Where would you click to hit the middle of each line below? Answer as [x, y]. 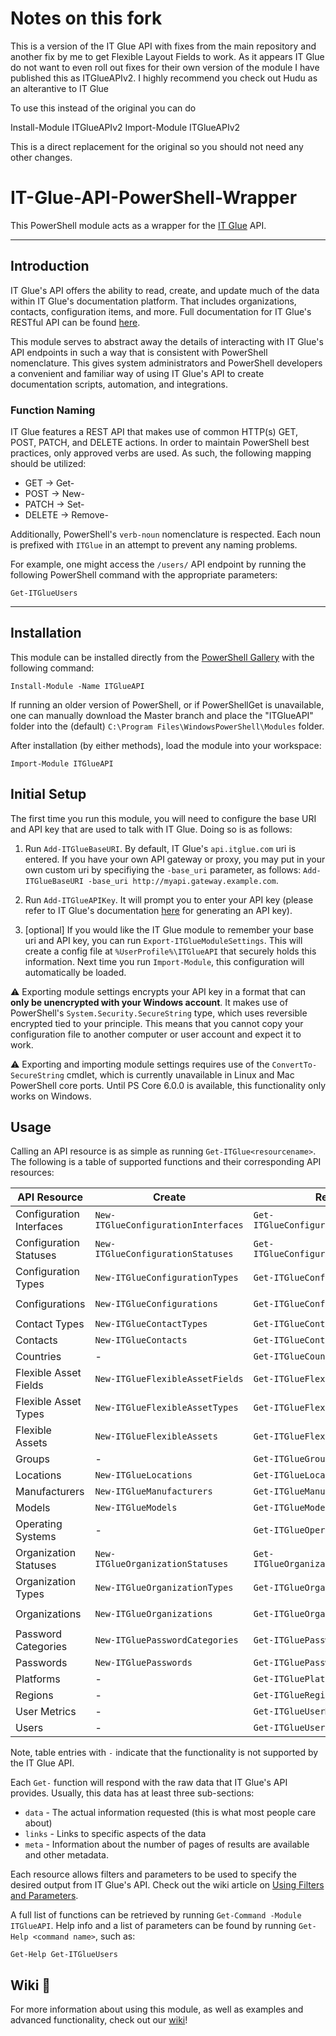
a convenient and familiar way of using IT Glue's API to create [137, 373]
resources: [32, 1173]
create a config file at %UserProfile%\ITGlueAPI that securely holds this [170, 951]
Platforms [38, 1679]
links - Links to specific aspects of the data [115, 1834]
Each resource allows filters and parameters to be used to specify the [153, 1874]
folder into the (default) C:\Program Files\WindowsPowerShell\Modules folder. [167, 726]
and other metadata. [66, 1855]
